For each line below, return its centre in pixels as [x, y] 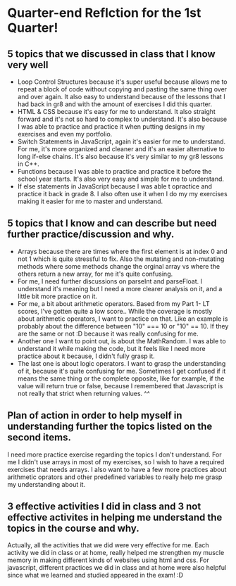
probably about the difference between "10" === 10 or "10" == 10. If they [123, 326]
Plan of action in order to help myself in [95, 415]
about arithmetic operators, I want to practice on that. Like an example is [123, 319]
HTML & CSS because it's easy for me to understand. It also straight [117, 112]
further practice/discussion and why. [91, 235]
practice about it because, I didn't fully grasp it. [86, 356]
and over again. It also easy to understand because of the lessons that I [121, 97]
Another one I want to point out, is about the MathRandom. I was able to [122, 341]
